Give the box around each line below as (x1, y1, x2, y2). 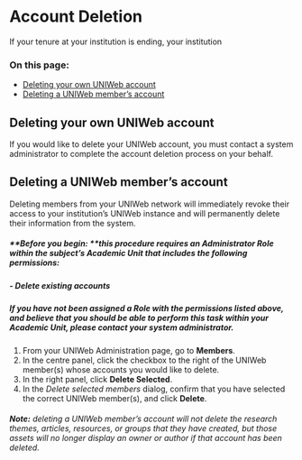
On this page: (9, 59, 69, 71)
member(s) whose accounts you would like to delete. (22, 363, 220, 375)
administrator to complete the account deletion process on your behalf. (9, 149, 273, 160)
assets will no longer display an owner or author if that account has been (9, 433, 282, 444)
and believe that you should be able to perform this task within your (9, 313, 269, 324)
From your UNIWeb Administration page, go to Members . (22, 345, 236, 355)
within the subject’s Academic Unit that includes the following (9, 248, 248, 259)
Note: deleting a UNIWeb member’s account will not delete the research (9, 413, 278, 425)
